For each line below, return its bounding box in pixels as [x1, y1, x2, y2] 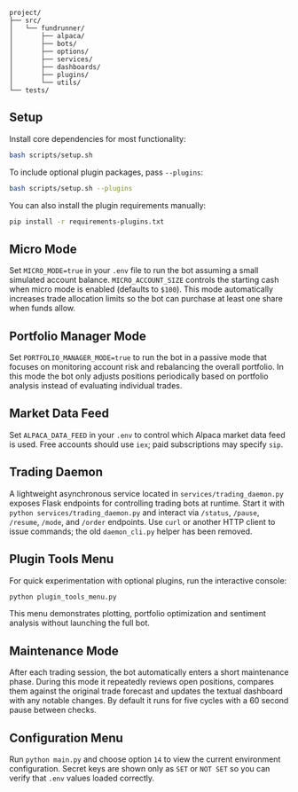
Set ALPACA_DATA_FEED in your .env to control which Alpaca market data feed [9, 429, 286, 440]
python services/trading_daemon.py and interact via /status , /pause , [9, 506, 260, 518]
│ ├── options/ [9, 47, 90, 56]
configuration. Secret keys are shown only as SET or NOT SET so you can [9, 764, 271, 773]
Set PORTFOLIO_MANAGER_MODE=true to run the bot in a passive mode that [9, 352, 268, 363]
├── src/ [9, 16, 42, 25]
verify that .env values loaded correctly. [9, 772, 155, 783]
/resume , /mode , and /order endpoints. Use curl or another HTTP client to [9, 516, 276, 527]
